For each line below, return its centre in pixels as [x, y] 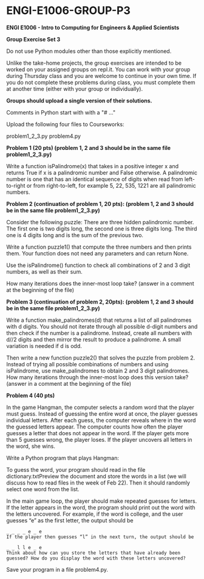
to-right [16, 185]
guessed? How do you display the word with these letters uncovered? [96, 558]
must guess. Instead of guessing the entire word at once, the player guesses [102, 414]
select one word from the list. [43, 489]
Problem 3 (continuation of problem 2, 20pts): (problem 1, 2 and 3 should [100, 302]
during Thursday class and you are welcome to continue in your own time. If [101, 76]
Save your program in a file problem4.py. [57, 569]
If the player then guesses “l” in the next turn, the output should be [100, 537]
